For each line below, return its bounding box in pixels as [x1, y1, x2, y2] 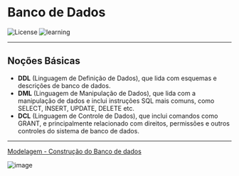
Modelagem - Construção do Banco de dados [7, 147, 142, 155]
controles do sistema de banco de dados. [17, 126, 140, 135]
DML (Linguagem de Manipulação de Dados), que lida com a [17, 89, 196, 97]
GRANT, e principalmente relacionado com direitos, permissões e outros [17, 119, 230, 128]
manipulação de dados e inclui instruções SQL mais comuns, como [17, 97, 215, 105]
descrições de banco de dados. [17, 81, 111, 89]
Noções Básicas [7, 55, 80, 67]
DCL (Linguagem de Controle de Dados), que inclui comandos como [17, 111, 218, 120]
